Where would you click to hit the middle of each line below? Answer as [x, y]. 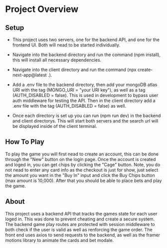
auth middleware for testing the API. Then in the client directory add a [84, 100]
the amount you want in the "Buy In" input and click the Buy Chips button [80, 175]
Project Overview [42, 9]
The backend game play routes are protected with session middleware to [80, 224]
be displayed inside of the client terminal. [55, 126]
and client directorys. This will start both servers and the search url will [85, 121]
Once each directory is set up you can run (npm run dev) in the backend [86, 115]
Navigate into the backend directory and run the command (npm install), [86, 54]
